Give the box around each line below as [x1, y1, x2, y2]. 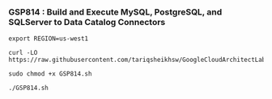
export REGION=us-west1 [8, 35, 89, 43]
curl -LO [8, 49, 38, 57]
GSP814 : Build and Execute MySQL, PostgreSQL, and [8, 6, 223, 18]
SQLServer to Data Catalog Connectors [8, 16, 166, 27]
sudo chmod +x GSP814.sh [8, 70, 92, 78]
